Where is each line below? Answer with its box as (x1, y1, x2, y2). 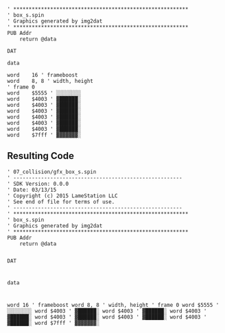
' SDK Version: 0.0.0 (7, 180, 69, 187)
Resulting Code (7, 150, 74, 162)
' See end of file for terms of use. (7, 198, 115, 205)
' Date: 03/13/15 (7, 186, 57, 193)
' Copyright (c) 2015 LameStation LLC (7, 192, 118, 199)
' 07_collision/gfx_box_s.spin (7, 168, 97, 175)
